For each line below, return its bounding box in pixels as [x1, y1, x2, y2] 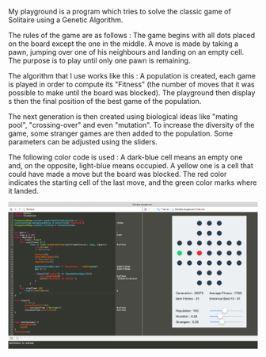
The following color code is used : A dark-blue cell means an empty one [8, 152, 243, 162]
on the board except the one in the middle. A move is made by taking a [8, 39, 239, 48]
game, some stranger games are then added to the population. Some [8, 129, 234, 138]
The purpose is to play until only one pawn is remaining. [8, 56, 191, 65]
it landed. [8, 186, 39, 195]
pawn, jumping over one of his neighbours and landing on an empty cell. [8, 48, 245, 56]
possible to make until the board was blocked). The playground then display [8, 88, 256, 98]
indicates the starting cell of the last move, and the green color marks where [8, 178, 257, 187]
